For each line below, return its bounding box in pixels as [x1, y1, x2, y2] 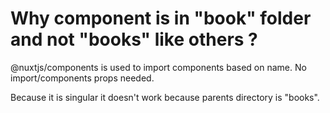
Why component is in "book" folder [10, 7, 312, 30]
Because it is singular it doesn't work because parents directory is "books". [10, 91, 320, 103]
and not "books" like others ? [10, 28, 258, 51]
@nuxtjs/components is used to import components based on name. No [10, 61, 307, 73]
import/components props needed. [10, 72, 155, 84]
